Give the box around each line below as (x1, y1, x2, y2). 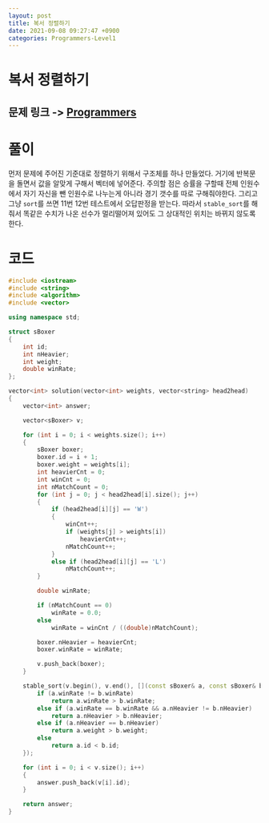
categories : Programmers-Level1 (8, 34, 116, 42)
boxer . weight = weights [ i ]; (37, 461, 130, 469)
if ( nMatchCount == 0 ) (37, 602, 113, 610)
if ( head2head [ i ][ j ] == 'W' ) (50, 506, 149, 514)
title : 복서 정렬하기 (8, 19, 70, 27)
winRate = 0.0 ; (50, 608, 102, 617)
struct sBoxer (8, 328, 56, 337)
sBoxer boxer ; (37, 446, 84, 454)
